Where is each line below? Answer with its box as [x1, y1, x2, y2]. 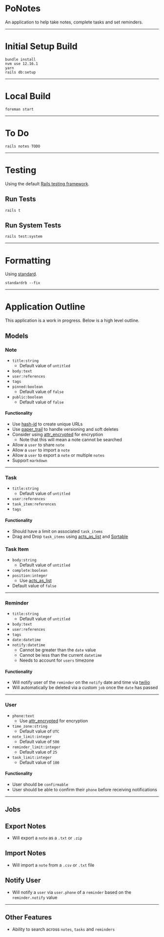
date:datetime [12, 638, 41, 643]
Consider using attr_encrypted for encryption [12, 431, 103, 438]
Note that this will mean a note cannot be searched [19, 437, 122, 443]
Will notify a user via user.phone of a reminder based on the [12, 889, 132, 895]
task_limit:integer [12, 755, 52, 760]
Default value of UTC [19, 728, 60, 734]
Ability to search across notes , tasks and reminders [12, 926, 115, 932]
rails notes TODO [5, 144, 41, 149]
